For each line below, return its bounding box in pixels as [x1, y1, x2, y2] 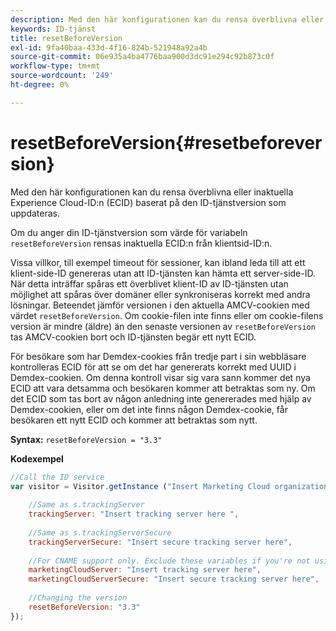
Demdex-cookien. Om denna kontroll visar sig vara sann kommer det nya [10, 371, 311, 383]
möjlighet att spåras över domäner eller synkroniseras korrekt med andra [10, 288, 311, 300]
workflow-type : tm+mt [10, 61, 101, 71]
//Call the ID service [10, 472, 105, 482]
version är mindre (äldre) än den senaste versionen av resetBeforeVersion [10, 320, 316, 332]
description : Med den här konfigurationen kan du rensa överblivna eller [10, 14, 325, 25]
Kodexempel [10, 452, 64, 465]
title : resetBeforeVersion [10, 33, 123, 43]
